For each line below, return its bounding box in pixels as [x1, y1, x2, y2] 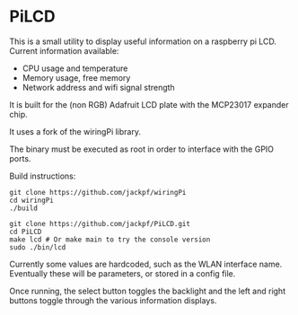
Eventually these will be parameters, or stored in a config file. [9, 267, 236, 279]
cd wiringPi [9, 196, 54, 205]
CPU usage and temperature [22, 63, 128, 74]
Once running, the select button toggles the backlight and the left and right [9, 285, 285, 296]
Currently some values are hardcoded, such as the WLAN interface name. [9, 258, 283, 269]
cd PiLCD [9, 227, 42, 236]
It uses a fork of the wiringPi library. [9, 126, 142, 136]
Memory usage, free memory [22, 72, 131, 83]
